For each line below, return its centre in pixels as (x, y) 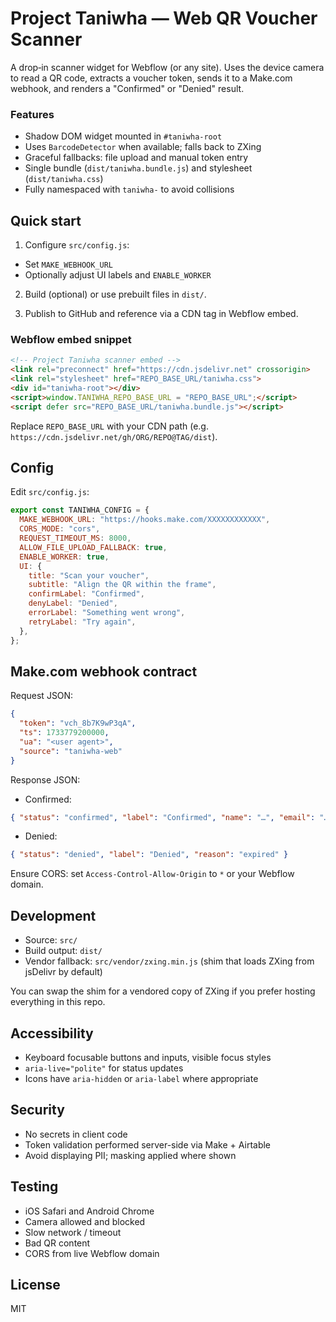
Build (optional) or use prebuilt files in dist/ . (115, 294)
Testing (34, 1187)
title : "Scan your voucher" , (89, 575)
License (35, 1284)
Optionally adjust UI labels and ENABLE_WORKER (118, 275)
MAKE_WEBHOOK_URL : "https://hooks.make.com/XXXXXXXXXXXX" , (145, 520)
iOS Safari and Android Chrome (89, 1211)
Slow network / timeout (73, 1232)
